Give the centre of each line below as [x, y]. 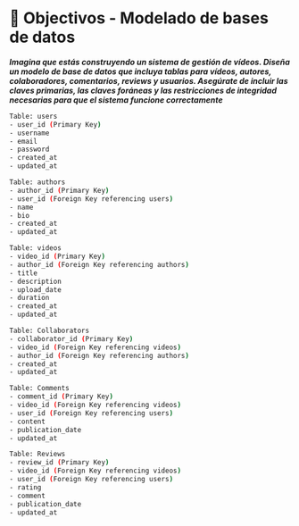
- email [24, 141]
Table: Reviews [37, 455]
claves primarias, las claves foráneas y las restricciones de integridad [143, 90]
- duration [29, 298]
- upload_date [36, 289]
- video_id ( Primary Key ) [57, 257]
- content [28, 422]
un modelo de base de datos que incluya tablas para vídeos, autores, [141, 71]
